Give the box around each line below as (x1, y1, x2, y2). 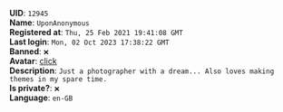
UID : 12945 (9, 8, 49, 18)
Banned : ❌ (9, 46, 50, 57)
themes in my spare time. (9, 75, 107, 84)
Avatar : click (9, 56, 57, 66)
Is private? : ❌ (9, 83, 61, 93)
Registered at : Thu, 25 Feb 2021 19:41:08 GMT (9, 27, 183, 37)
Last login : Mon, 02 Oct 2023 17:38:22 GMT (9, 36, 170, 47)
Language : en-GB (9, 92, 73, 103)
